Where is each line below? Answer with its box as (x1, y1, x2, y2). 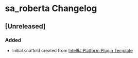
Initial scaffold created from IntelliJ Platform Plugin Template (12, 47, 133, 53)
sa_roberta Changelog (5, 3, 97, 14)
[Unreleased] (5, 22, 46, 30)
